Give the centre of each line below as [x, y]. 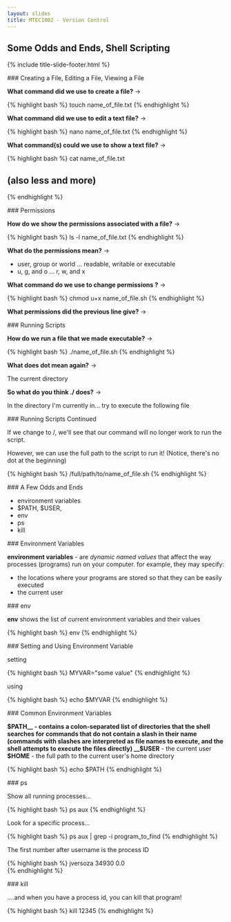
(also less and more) [52, 180]
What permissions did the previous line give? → [77, 311]
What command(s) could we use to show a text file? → [87, 145]
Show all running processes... [49, 796]
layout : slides [29, 13]
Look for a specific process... [49, 823]
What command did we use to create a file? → [74, 91]
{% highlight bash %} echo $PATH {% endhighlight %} [84, 770]
